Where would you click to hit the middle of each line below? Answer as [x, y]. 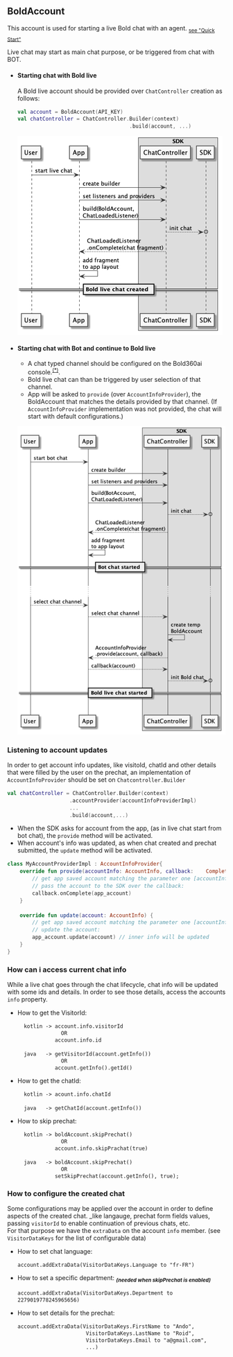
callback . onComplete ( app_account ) [82, 893]
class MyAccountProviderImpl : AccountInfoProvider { [85, 864]
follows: [28, 98]
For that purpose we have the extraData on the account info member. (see [114, 1231]
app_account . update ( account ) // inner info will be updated [121, 937]
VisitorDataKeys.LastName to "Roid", [140, 1333]
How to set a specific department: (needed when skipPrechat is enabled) [114, 1279]
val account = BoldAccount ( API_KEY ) [70, 112]
